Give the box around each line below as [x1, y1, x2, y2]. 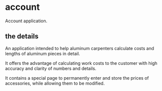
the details [5, 32, 39, 41]
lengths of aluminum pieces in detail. [5, 50, 80, 56]
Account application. [5, 18, 48, 24]
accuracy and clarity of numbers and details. [5, 65, 97, 71]
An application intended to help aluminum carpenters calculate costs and [5, 45, 155, 51]
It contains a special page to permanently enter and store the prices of [5, 75, 149, 81]
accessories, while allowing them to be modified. [5, 80, 105, 86]
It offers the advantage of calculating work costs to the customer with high [5, 60, 158, 66]
